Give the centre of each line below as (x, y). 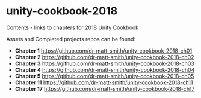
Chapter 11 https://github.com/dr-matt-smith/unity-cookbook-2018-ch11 (104, 82)
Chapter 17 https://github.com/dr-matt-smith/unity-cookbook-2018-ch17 (105, 88)
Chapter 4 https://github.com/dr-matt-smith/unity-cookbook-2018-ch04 (105, 69)
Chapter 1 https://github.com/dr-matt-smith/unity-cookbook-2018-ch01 (104, 50)
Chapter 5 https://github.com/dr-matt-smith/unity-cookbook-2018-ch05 (104, 76)
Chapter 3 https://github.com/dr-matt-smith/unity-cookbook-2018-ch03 (104, 63)
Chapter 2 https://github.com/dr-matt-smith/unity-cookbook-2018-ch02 (104, 57)
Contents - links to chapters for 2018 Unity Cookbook (73, 27)
